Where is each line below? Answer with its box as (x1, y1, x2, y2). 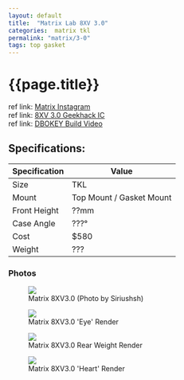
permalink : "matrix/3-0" (8, 33, 91, 42)
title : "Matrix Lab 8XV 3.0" (8, 19, 109, 27)
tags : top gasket (8, 41, 66, 49)
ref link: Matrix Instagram (8, 102, 91, 112)
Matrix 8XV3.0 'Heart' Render (28, 364, 126, 374)
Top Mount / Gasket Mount (71, 192, 172, 203)
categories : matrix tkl (8, 26, 91, 34)
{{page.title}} (8, 76, 100, 94)
